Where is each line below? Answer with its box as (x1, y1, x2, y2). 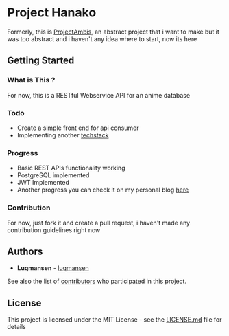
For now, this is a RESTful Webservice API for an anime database (7, 91, 191, 99)
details (7, 323, 26, 331)
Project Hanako (7, 5, 97, 21)
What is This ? (7, 76, 56, 85)
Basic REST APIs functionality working (16, 164, 125, 172)
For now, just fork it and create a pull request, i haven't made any (7, 219, 191, 227)
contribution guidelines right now (7, 225, 101, 234)
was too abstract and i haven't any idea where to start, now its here (7, 34, 197, 43)
